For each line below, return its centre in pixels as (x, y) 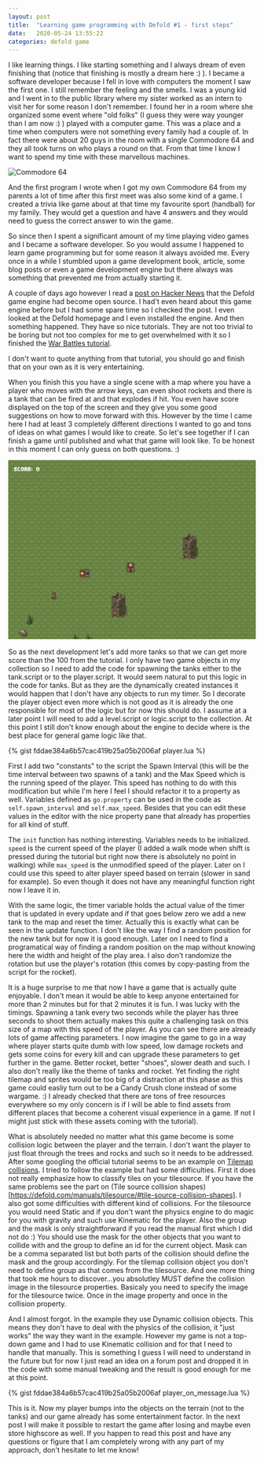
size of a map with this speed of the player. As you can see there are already (132, 1029)
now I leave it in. (35, 890)
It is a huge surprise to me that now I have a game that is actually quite (123, 987)
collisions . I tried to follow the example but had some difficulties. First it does (132, 1170)
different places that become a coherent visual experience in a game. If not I (132, 1112)
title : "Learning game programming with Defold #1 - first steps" (121, 25)
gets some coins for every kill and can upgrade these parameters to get (124, 1054)
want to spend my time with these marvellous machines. (99, 157)
